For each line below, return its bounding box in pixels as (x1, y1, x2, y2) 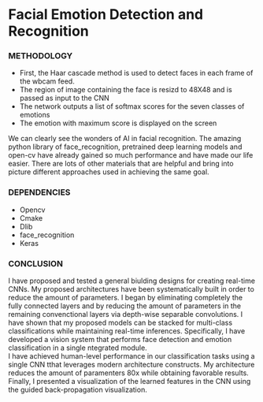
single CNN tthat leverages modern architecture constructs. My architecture (8, 360, 255, 370)
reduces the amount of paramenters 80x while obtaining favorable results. (8, 368, 250, 378)
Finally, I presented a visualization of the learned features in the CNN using (8, 377, 251, 386)
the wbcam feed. (19, 76, 75, 86)
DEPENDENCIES (8, 187, 71, 198)
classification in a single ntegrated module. (8, 343, 147, 352)
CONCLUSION (8, 258, 63, 269)
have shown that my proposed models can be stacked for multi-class (8, 318, 233, 328)
